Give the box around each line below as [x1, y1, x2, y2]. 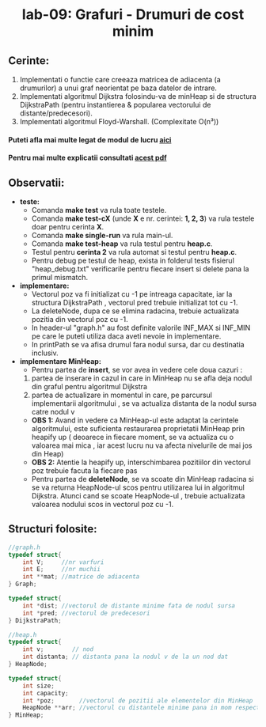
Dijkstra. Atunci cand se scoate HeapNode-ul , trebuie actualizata [31, 491, 245, 500]
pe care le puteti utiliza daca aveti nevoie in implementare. [31, 331, 222, 341]
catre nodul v [31, 407, 75, 416]
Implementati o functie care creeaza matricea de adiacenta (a [19, 75, 222, 84]
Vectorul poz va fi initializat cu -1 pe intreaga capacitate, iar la [31, 290, 233, 298]
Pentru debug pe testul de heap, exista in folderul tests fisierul [31, 256, 235, 265]
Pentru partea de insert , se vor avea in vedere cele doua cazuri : [31, 365, 243, 374]
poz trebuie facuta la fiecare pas [31, 466, 138, 475]
